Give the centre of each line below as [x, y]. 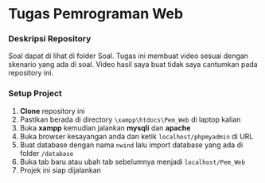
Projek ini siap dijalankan [60, 170]
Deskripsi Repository [50, 39]
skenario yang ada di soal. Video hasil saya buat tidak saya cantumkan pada [133, 64]
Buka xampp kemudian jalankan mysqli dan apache [105, 127]
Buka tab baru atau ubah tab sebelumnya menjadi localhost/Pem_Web [132, 162]
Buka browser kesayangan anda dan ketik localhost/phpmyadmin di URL [136, 136]
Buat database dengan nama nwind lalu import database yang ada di [131, 145]
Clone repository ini [52, 111]
